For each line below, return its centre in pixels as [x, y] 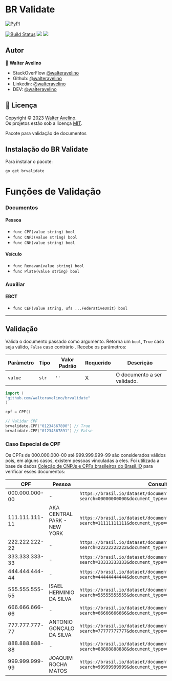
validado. [127, 381]
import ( [15, 393]
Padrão [68, 366]
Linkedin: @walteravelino [39, 84]
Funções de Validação [53, 192]
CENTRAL [61, 514]
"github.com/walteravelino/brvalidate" [48, 398]
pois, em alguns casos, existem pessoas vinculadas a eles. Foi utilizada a [82, 461]
